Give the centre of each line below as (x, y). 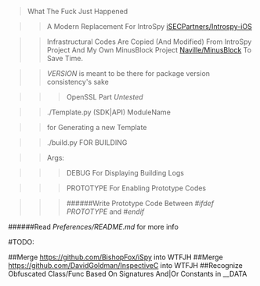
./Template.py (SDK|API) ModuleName (108, 112)
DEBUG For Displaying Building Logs (125, 173)
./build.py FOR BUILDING (87, 143)
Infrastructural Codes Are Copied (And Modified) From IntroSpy (149, 42)
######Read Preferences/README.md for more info (93, 227)
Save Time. (65, 58)
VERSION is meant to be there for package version (128, 73)
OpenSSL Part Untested (105, 97)
